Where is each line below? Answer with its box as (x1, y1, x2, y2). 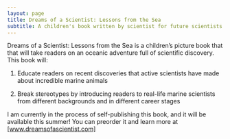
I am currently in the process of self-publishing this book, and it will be (7, 110, 207, 118)
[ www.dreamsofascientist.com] (7, 125, 96, 134)
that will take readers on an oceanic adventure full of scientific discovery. (7, 49, 215, 57)
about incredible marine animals (16, 77, 108, 85)
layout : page (7, 10, 45, 17)
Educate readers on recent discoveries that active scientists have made (16, 69, 220, 77)
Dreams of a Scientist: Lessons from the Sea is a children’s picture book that (7, 42, 223, 50)
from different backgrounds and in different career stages (16, 97, 181, 105)
